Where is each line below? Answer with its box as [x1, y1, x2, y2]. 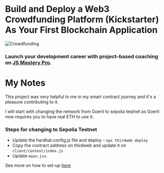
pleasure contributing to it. [5, 99, 59, 104]
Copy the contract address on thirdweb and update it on [12, 142, 127, 148]
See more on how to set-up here [5, 163, 71, 169]
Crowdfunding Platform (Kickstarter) [5, 14, 159, 25]
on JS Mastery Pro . [5, 59, 52, 66]
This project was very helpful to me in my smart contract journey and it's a [5, 94, 156, 100]
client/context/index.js [12, 149, 64, 154]
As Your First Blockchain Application [5, 25, 158, 35]
